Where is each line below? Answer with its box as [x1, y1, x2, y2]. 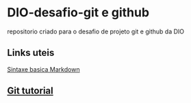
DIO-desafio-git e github [7, 5, 149, 20]
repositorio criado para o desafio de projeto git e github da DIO [7, 27, 185, 35]
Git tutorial [7, 85, 53, 97]
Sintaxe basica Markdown [7, 65, 80, 73]
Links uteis [7, 47, 55, 59]
